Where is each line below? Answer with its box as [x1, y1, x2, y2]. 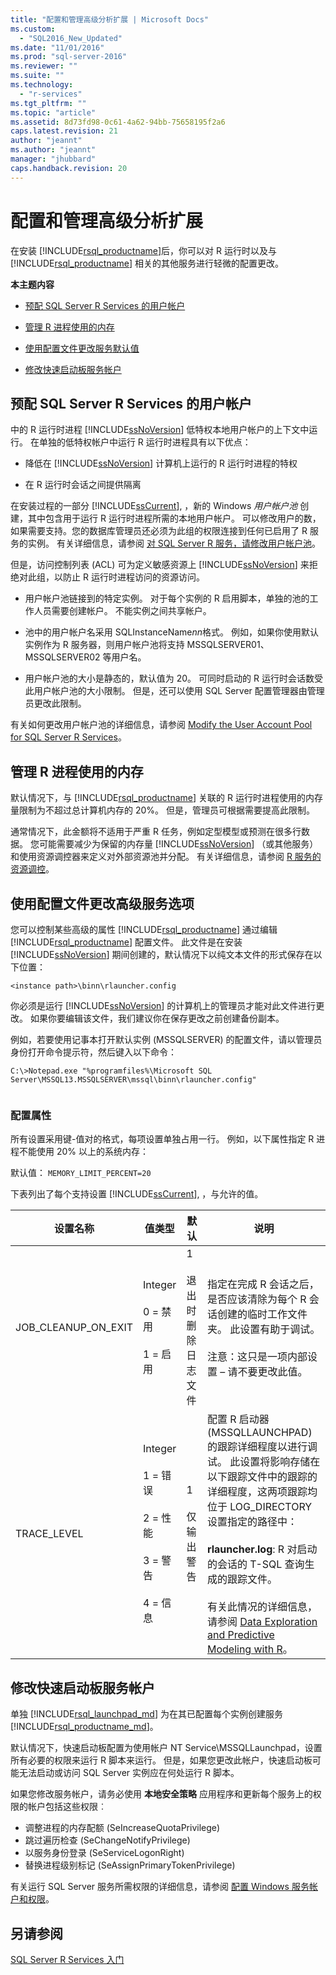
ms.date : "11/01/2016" [10, 42, 105, 53]
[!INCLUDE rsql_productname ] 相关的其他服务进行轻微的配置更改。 [10, 257, 285, 269]
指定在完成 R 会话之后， [206, 1277, 320, 1291]
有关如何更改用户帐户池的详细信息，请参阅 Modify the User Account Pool [10, 719, 313, 731]
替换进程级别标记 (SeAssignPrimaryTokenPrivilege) [24, 1859, 236, 1871]
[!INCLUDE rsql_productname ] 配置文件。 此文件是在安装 [10, 936, 243, 948]
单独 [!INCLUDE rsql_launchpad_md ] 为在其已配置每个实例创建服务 [10, 1708, 283, 1720]
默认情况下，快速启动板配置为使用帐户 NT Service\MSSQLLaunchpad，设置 [10, 1742, 323, 1754]
